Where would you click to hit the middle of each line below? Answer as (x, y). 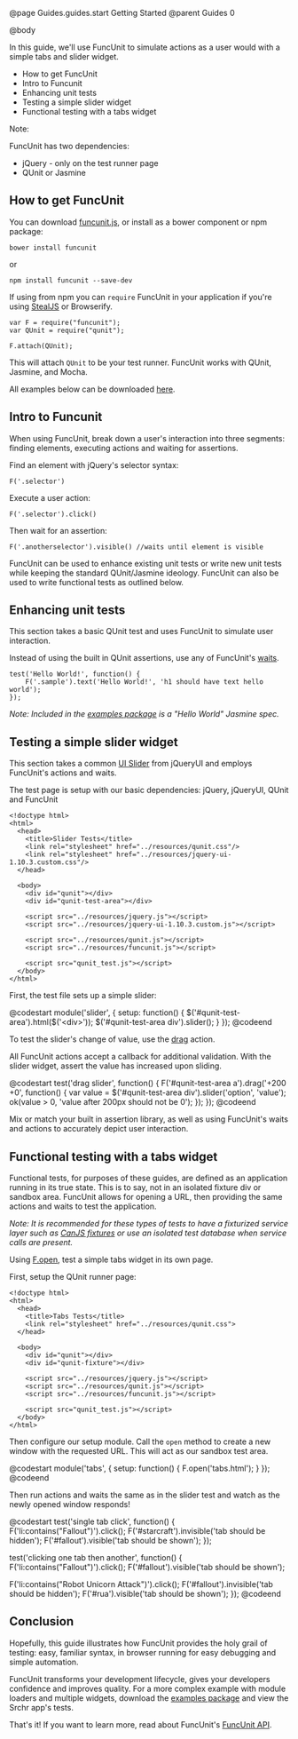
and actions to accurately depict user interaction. (99, 1129)
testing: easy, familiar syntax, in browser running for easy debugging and (143, 1652)
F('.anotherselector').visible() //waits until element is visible (137, 547)
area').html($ (33, 1022)
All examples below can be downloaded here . (92, 389)
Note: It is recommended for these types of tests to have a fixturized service (149, 1224)
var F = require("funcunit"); (65, 322)
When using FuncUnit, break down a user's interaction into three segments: (147, 438)
